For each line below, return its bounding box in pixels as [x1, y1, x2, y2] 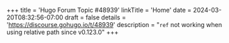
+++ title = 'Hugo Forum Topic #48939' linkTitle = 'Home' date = [6, 6, 192, 14]
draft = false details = [64, 13, 127, 21]
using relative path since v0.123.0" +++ [6, 28, 119, 36]
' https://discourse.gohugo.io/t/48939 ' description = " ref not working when [6, 21, 222, 28]
